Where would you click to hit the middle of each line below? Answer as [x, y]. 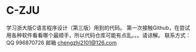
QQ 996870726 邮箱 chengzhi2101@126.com [62, 42]
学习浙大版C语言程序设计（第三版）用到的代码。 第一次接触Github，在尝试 [98, 27]
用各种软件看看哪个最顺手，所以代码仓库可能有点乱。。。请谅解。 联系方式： [99, 35]
